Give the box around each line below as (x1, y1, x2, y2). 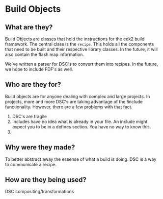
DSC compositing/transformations (5, 189, 74, 195)
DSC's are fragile (12, 113, 47, 119)
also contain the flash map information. (5, 51, 84, 57)
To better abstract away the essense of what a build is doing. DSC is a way (5, 156, 157, 162)
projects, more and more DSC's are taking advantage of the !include (5, 99, 143, 104)
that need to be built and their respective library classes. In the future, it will (5, 47, 158, 52)
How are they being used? (5, 175, 87, 184)
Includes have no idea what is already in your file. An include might (12, 119, 148, 124)
